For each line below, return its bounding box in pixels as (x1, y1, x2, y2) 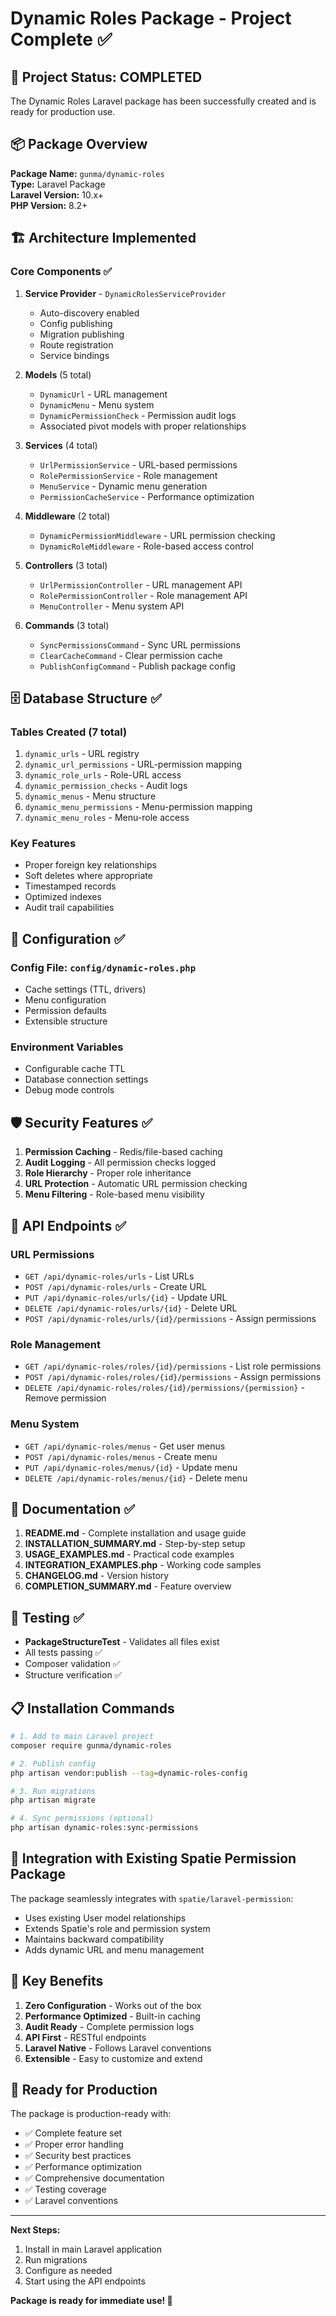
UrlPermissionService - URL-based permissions (39, 458, 238, 471)
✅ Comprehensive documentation (24, 2172, 165, 2184)
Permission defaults (24, 1005, 108, 1017)
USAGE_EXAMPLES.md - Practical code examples (24, 1548, 235, 1561)
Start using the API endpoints (24, 2275, 146, 2287)
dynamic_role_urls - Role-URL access (24, 769, 182, 781)
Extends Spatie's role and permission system (24, 1922, 211, 1934)
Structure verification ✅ (24, 1669, 123, 1681)
